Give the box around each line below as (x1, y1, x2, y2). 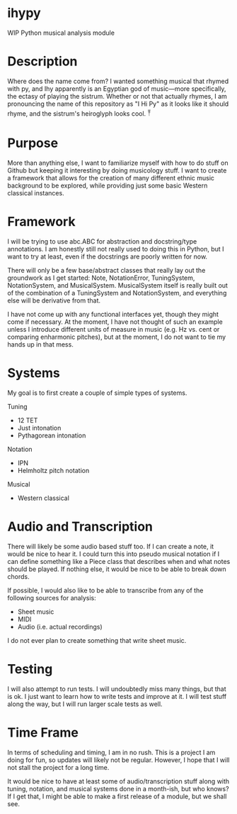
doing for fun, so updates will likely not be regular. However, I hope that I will (7, 755, 230, 764)
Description (7, 53, 78, 70)
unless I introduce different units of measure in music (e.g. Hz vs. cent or (7, 325, 220, 333)
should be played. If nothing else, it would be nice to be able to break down (7, 565, 226, 573)
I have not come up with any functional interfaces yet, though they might (7, 310, 219, 318)
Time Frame (7, 725, 79, 740)
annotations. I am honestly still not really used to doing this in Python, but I (7, 244, 224, 253)
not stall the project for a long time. (7, 763, 110, 771)
